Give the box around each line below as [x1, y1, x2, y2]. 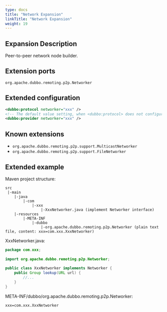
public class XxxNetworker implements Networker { [5, 266, 112, 271]
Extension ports [5, 67, 56, 76]
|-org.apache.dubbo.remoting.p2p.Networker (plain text [40, 225, 159, 230]
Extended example [5, 162, 65, 171]
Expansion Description [5, 39, 77, 48]
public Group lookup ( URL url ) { [14, 270, 81, 276]
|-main [7, 190, 21, 195]
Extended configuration [5, 94, 81, 102]
